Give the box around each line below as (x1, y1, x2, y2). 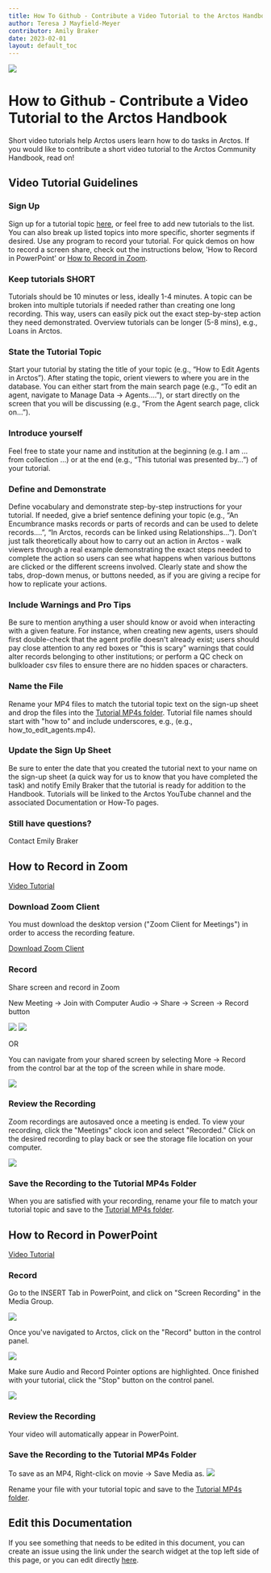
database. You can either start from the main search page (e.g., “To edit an (8, 381, 257, 392)
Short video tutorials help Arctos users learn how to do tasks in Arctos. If (8, 136, 250, 145)
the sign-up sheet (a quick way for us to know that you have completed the (8, 772, 258, 781)
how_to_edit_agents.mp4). (8, 725, 96, 734)
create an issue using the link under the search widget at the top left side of (8, 1546, 260, 1556)
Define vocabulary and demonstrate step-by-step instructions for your (8, 502, 243, 511)
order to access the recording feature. (8, 928, 135, 938)
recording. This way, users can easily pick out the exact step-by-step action (8, 309, 261, 319)
